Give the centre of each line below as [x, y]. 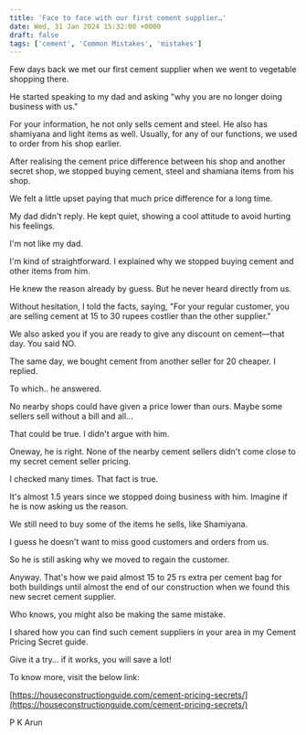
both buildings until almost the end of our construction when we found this [150, 587]
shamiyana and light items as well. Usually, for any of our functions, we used [153, 134]
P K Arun [26, 722]
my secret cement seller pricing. [70, 462]
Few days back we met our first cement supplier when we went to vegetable [153, 69]
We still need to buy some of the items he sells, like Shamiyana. [129, 524]
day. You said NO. [43, 344]
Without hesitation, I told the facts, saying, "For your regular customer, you [150, 306]
